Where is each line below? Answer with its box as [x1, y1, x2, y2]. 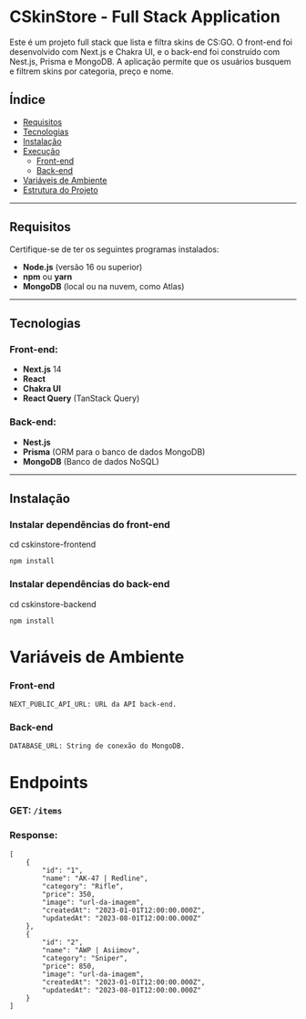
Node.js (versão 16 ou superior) [22, 261, 143, 272]
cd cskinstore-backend [9, 598, 97, 609]
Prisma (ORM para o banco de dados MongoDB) [22, 446, 206, 457]
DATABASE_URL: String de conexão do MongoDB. [9, 741, 185, 751]
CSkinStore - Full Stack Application [9, 6, 280, 27]
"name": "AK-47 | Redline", [42, 874, 148, 883]
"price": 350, [42, 889, 96, 898]
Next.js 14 [22, 363, 62, 375]
